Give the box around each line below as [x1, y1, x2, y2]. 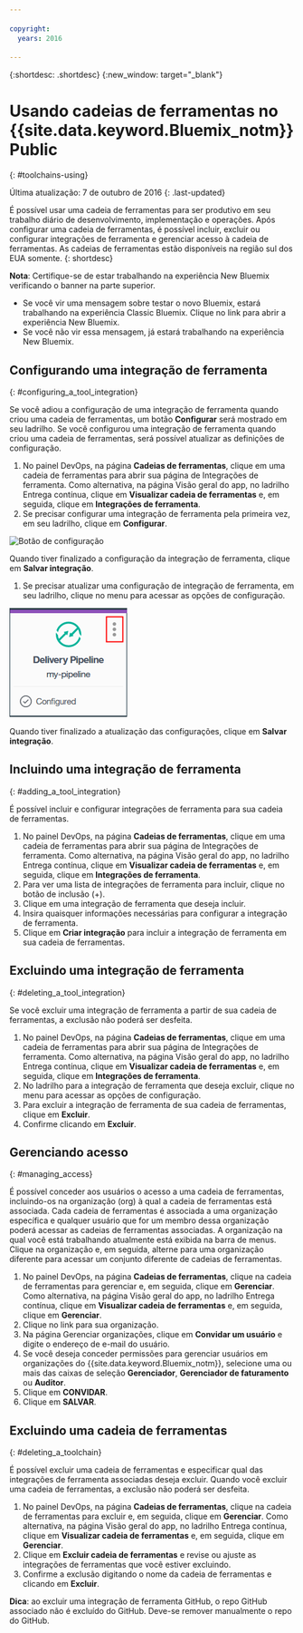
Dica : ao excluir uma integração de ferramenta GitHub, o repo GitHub [9, 1596, 268, 1607]
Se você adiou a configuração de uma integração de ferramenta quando [9, 404, 279, 414]
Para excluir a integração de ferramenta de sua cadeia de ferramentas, [22, 1099, 287, 1110]
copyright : [9, 24, 51, 34]
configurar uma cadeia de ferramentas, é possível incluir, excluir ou [9, 224, 260, 235]
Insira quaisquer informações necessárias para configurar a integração [22, 908, 288, 919]
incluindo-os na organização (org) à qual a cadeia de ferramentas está [9, 1196, 273, 1207]
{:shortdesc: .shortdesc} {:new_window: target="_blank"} [9, 69, 223, 81]
